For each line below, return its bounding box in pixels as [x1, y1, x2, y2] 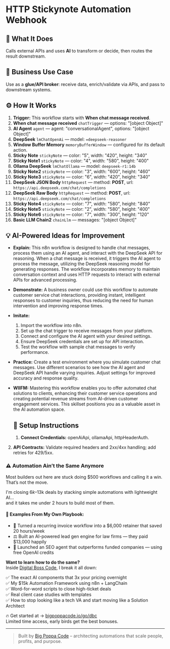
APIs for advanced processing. [13, 277, 78, 283]
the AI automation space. [13, 406, 65, 412]
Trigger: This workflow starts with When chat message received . [13, 115, 150, 121]
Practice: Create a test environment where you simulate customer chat [13, 359, 161, 365]
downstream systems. [6, 86, 52, 92]
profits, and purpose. [18, 638, 62, 644]
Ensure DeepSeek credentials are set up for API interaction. [20, 339, 144, 345]
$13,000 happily [13, 538, 47, 544]
